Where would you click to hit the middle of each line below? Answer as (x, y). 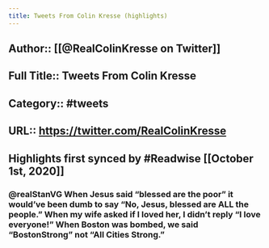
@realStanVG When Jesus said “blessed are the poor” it (121, 194)
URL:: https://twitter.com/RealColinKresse (118, 131)
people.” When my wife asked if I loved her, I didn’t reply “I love (134, 214)
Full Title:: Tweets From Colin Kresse (102, 76)
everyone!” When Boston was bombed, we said (103, 225)
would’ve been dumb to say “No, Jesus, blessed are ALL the (128, 204)
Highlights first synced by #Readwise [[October (131, 158)
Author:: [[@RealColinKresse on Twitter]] (114, 49)
